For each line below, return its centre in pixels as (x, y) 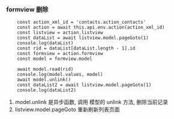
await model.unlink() (44, 80)
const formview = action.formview (60, 54)
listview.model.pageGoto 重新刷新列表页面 (67, 109)
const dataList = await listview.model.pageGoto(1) (83, 38)
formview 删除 (27, 9)
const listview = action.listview (60, 33)
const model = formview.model (55, 59)
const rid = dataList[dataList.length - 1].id (76, 48)
